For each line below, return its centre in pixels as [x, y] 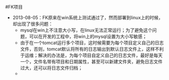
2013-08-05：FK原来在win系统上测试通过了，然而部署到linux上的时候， [88, 18]
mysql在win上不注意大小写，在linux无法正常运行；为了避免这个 [86, 30]
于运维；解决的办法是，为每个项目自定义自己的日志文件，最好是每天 [91, 55]
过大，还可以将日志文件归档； [51, 68]
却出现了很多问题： [33, 24]
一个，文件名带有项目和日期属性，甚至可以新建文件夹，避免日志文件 [91, 62]
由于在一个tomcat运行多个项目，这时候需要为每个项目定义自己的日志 [92, 43]
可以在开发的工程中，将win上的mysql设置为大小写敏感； [88, 36]
